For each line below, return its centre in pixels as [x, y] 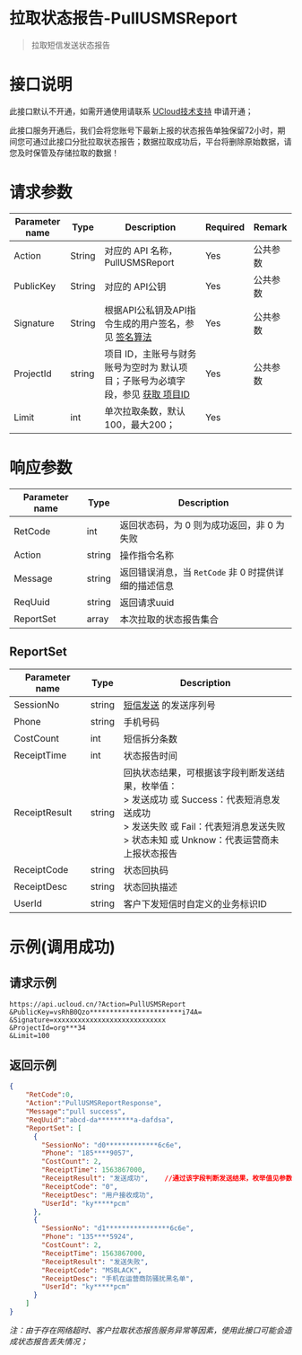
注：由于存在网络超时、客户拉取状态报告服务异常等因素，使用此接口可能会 [147, 1330]
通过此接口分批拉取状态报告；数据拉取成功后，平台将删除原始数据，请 [162, 141]
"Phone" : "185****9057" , [88, 1153]
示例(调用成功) [63, 947]
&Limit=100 [30, 1035]
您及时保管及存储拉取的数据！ [64, 153]
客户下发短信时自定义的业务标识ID [195, 903]
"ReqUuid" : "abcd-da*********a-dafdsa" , [100, 1120]
